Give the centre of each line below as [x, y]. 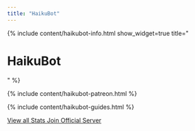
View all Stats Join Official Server [54, 120]
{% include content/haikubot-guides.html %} [71, 107]
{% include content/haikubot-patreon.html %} [72, 93]
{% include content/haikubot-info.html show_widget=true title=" [98, 33]
